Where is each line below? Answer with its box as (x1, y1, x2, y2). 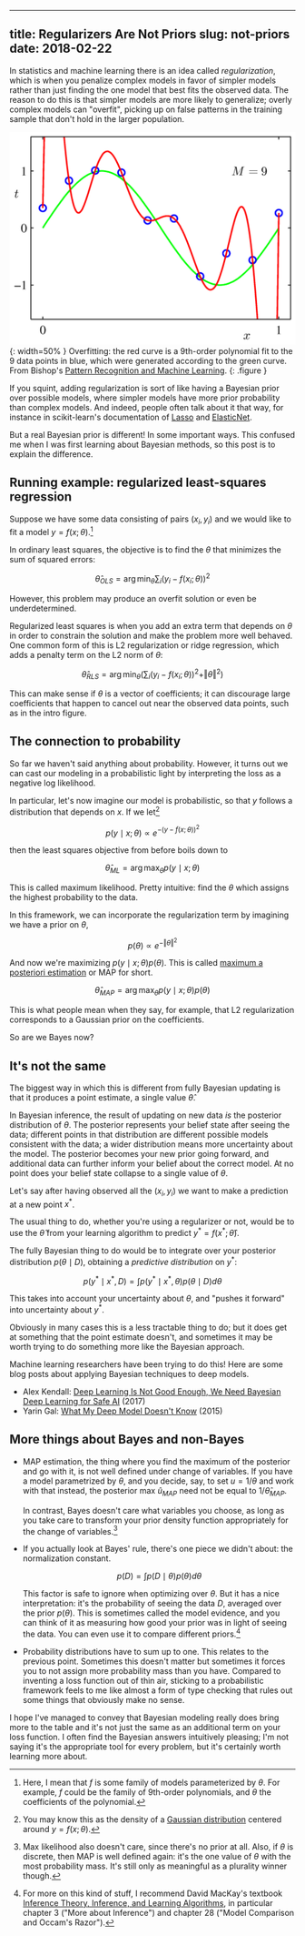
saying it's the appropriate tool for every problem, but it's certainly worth (9, 1741, 281, 1752)
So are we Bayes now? (9, 1032, 94, 1043)
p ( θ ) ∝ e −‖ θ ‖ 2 (127, 937, 178, 951)
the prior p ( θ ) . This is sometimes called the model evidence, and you (22, 1607, 280, 1618)
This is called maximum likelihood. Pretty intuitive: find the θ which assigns (9, 882, 290, 893)
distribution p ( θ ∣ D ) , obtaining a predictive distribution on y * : (9, 1255, 238, 1267)
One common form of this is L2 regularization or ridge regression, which (9, 639, 280, 651)
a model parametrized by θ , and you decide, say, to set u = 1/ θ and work (22, 1475, 295, 1486)
